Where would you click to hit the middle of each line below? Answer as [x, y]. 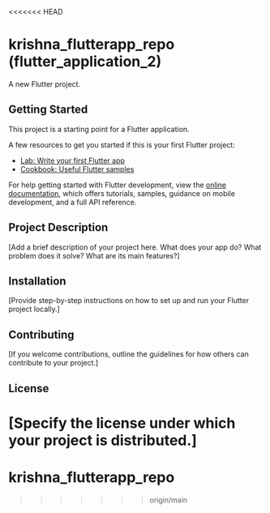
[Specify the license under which [122, 423]
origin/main [169, 500]
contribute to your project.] [54, 363]
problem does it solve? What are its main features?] [94, 255]
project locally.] [34, 309]
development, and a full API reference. [73, 202]
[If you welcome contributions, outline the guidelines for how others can [129, 354]
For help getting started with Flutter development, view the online [118, 185]
